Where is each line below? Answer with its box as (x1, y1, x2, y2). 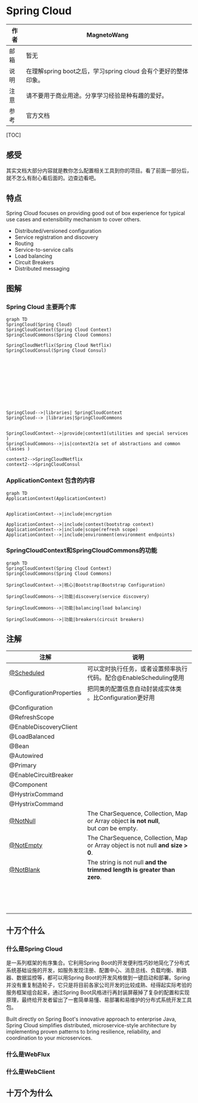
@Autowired (9, 751, 44, 760)
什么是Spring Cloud (6, 944, 63, 953)
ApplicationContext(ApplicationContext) (6, 496, 107, 501)
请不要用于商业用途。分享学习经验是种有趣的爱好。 (26, 91, 168, 99)
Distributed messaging (14, 265, 70, 272)
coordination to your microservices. (6, 1034, 93, 1041)
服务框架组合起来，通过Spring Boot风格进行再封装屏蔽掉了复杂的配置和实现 (6, 989, 190, 996)
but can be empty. (87, 824, 138, 832)
